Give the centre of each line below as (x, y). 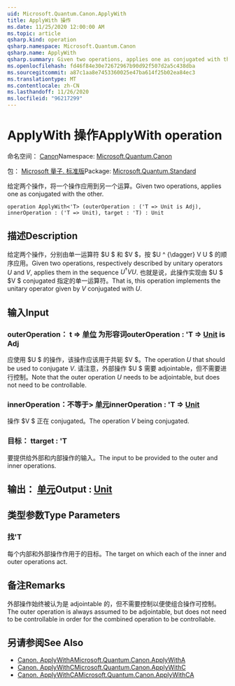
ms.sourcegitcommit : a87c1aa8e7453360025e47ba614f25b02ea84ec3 (101, 72)
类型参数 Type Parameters (64, 515)
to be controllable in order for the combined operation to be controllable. (112, 619)
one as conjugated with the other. (56, 194)
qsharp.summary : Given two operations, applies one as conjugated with (114, 60)
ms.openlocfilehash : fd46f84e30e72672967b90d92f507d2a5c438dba (101, 66)
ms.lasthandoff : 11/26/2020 (48, 92)
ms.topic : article (34, 33)
